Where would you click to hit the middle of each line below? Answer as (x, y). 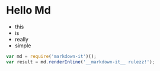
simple (23, 46)
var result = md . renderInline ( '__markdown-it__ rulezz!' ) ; (81, 62)
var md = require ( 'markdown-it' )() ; (51, 56)
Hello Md (29, 10)
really (21, 39)
